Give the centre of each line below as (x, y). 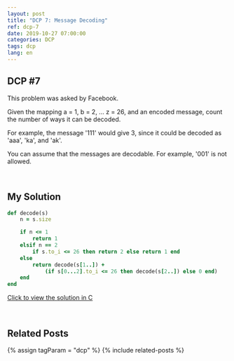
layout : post (26, 14)
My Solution (34, 197)
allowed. (19, 161)
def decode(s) (28, 213)
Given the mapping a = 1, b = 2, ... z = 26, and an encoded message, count (115, 111)
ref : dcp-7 (23, 27)
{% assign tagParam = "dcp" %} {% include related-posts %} (96, 350)
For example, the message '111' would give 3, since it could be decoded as (115, 132)
